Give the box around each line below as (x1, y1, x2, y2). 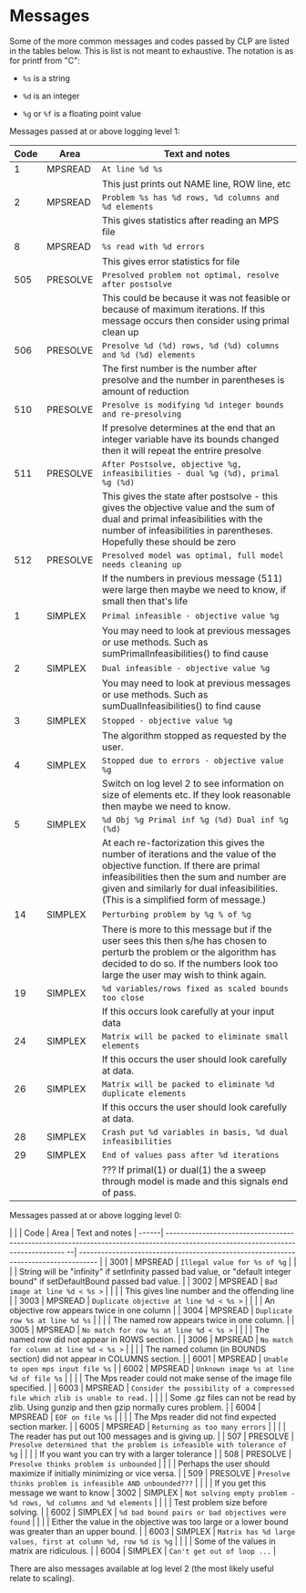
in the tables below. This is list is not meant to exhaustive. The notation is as (9, 45, 294, 56)
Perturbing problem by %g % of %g (101, 909, 252, 919)
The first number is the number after (101, 362, 258, 375)
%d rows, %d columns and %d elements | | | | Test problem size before (9, 1496, 268, 1507)
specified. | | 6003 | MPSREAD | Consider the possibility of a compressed (9, 1382, 295, 1393)
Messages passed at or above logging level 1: (9, 125, 180, 137)
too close (101, 992, 145, 1003)
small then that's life (101, 595, 189, 607)
